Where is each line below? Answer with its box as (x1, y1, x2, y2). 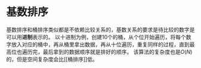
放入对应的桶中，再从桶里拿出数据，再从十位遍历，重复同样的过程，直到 (11, 41, 190, 48)
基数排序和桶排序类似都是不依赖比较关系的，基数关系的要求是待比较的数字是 (6, 26, 195, 33)
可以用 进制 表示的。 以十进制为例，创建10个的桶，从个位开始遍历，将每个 (6, 33, 187, 40)
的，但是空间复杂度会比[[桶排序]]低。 (6, 56, 98, 63)
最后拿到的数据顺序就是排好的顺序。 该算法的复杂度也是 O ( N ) (42, 48, 193, 55)
